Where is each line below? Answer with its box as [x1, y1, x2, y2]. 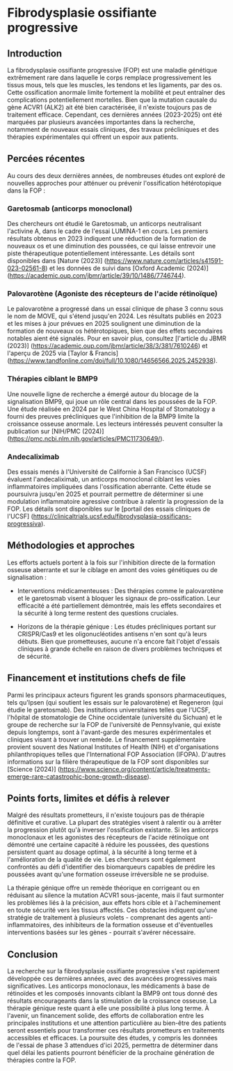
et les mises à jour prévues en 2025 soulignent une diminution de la [7, 320, 201, 328]
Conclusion [7, 948, 58, 960]
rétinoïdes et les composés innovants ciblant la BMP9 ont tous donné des [7, 989, 218, 998]
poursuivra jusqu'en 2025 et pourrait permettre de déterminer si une [7, 490, 204, 498]
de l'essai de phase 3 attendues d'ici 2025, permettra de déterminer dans [7, 1041, 218, 1049]
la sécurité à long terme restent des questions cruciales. [17, 608, 179, 617]
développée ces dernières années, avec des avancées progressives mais [7, 975, 218, 983]
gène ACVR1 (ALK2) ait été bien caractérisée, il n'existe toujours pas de [7, 103, 212, 111]
